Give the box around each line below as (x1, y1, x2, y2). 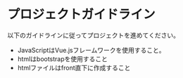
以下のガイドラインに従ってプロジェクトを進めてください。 (7, 31, 179, 39)
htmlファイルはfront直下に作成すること (17, 63, 131, 72)
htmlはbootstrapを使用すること (17, 54, 108, 63)
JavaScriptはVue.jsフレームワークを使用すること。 (17, 46, 165, 54)
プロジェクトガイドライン (7, 6, 156, 22)
